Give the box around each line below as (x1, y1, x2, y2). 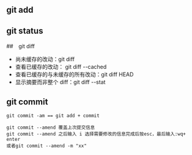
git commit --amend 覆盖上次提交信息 (6, 124, 95, 131)
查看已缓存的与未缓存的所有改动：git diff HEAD (15, 71, 134, 78)
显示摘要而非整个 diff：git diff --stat (15, 79, 106, 86)
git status (6, 26, 43, 36)
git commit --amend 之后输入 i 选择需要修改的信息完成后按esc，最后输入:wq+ (6, 131, 186, 137)
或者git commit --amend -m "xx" (6, 143, 87, 149)
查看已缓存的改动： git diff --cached (15, 63, 107, 71)
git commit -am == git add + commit (6, 113, 100, 119)
